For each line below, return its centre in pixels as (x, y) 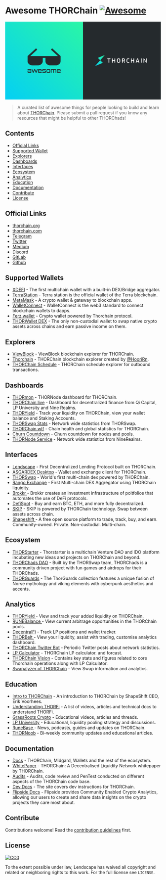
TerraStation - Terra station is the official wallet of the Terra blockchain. (85, 295)
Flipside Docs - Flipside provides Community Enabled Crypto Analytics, (85, 792)
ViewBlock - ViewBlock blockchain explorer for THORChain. (73, 354)
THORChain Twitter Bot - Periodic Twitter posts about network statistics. (86, 648)
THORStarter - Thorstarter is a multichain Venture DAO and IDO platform (86, 552)
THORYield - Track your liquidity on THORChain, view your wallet (79, 413)
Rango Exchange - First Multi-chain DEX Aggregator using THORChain (84, 482)
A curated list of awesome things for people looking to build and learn (88, 107)
